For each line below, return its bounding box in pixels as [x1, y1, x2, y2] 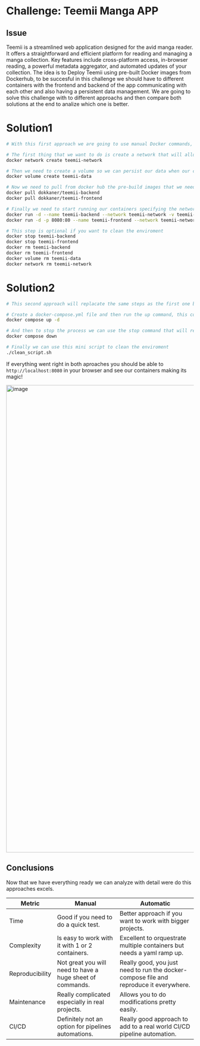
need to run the [120, 966, 162, 974]
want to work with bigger [120, 916, 189, 925]
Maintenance [9, 998, 46, 1006]
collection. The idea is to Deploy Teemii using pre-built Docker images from [6, 69, 192, 76]
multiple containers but [120, 941, 185, 950]
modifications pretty [120, 998, 176, 1006]
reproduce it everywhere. [120, 981, 190, 989]
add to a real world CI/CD [120, 1022, 190, 1031]
